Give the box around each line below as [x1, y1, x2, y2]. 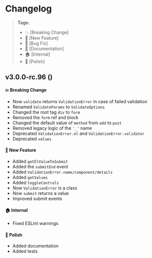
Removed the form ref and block [12, 114, 78, 120]
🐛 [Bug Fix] [24, 40, 48, 46]
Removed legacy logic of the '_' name [12, 125, 92, 131]
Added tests [12, 248, 38, 254]
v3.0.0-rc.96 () [5, 73, 53, 82]
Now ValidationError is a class [12, 185, 77, 191]
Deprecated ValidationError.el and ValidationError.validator [12, 130, 145, 136]
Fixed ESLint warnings [12, 220, 58, 226]
